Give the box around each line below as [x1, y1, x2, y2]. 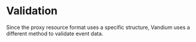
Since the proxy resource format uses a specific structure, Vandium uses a [6, 24, 190, 31]
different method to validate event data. [6, 30, 103, 37]
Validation [6, 4, 58, 18]
